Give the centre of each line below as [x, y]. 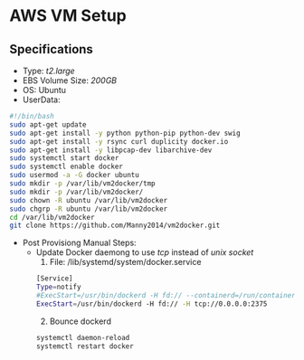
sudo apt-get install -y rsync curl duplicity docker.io [119, 141]
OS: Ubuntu [44, 90]
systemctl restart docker [85, 346]
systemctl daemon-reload [83, 337]
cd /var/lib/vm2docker [52, 217]
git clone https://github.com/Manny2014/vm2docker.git [115, 226]
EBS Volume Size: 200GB [70, 81]
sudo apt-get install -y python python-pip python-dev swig [125, 133]
